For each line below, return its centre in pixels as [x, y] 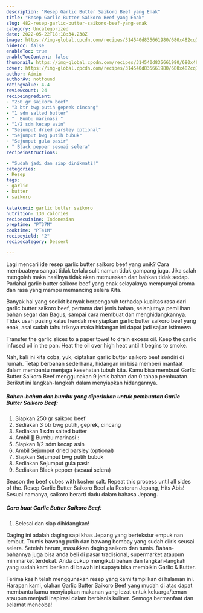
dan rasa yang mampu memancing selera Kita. [64, 290]
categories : [21, 169]
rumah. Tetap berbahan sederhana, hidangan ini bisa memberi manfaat [95, 363]
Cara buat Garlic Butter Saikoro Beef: [54, 508]
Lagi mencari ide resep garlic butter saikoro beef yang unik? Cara [88, 264]
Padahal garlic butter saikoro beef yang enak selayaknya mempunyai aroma [101, 283]
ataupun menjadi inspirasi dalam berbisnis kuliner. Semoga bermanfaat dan [100, 598]
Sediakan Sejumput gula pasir [52, 463]
